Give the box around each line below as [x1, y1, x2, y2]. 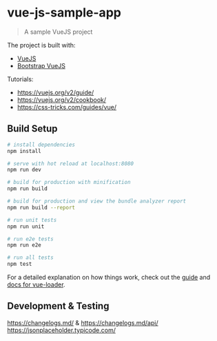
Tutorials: [7, 74, 34, 83]
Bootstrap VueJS [17, 61, 65, 70]
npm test [7, 260, 32, 268]
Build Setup [7, 123, 58, 135]
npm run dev [7, 167, 41, 174]
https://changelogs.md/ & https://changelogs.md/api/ [7, 318, 158, 327]
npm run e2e [7, 242, 41, 249]
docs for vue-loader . [7, 280, 65, 289]
